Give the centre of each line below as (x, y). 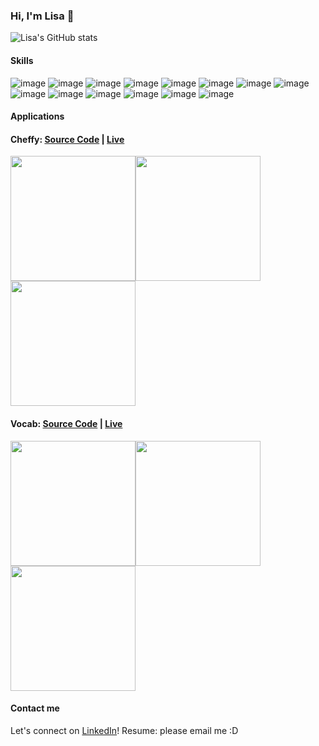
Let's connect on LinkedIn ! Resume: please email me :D (124, 730)
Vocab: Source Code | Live (66, 423)
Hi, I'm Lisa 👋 (42, 16)
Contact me (35, 708)
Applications (37, 116)
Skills (22, 60)
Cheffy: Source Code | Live (67, 139)
